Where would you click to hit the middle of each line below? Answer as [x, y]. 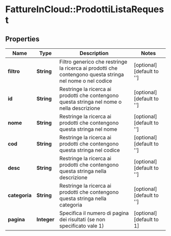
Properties [22, 39]
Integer [46, 219]
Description [94, 53]
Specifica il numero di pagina [94, 213]
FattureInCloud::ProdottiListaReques [85, 9]
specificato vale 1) [82, 226]
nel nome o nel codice [86, 81]
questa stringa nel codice [90, 150]
